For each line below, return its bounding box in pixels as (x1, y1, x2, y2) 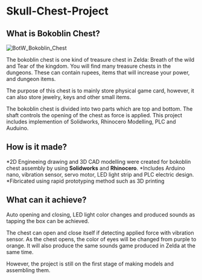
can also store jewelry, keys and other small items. (6, 94, 131, 100)
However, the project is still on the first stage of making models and (6, 260, 174, 267)
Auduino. (6, 125, 29, 131)
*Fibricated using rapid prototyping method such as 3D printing (6, 177, 165, 184)
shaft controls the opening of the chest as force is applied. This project (6, 112, 183, 119)
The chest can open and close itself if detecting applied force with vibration (6, 229, 194, 236)
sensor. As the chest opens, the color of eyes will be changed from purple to (6, 235, 197, 243)
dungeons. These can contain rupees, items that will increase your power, (6, 69, 190, 76)
